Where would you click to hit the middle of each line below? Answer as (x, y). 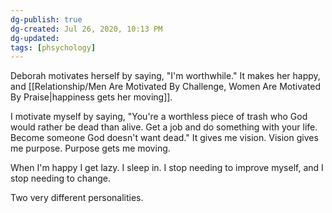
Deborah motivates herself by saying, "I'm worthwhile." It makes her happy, (165, 76)
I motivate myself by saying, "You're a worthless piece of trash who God (159, 117)
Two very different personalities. (77, 198)
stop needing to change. (61, 178)
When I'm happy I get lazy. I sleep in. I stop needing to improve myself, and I (167, 168)
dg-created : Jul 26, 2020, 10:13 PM (86, 29)
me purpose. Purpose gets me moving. (90, 148)
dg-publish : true (46, 19)
